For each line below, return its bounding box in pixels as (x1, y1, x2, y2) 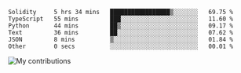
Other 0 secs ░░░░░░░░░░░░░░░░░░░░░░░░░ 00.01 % (8, 42, 234, 50)
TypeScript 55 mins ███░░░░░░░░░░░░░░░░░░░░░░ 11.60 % (8, 15, 234, 23)
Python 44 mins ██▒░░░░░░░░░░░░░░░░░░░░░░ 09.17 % (8, 22, 234, 30)
